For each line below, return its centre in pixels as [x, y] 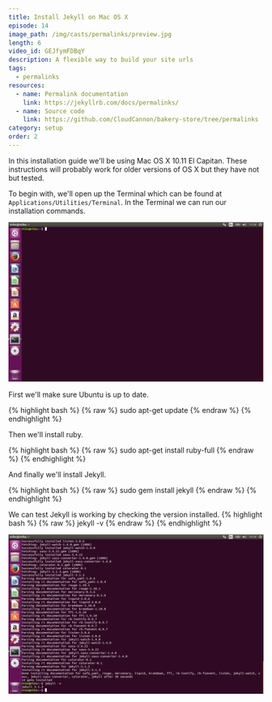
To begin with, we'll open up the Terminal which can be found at [115, 194]
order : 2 [23, 137]
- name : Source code [50, 111]
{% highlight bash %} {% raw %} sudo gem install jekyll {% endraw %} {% [133, 490]
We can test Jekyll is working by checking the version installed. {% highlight [136, 514]
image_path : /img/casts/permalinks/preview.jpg [90, 34]
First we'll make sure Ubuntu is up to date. [79, 394]
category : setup [36, 128]
